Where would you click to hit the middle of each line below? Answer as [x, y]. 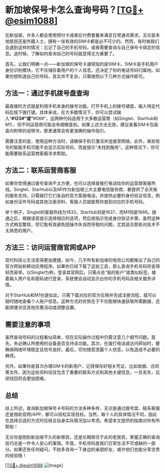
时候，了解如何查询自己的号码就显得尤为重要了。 [67, 53]
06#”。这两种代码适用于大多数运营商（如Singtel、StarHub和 [97, 118]
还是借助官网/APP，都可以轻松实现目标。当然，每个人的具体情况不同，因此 [81, 414]
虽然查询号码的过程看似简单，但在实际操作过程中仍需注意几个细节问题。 [78, 337]
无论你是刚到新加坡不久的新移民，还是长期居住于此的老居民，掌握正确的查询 [82, 437]
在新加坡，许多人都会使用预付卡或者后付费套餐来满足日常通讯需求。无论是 [80, 35]
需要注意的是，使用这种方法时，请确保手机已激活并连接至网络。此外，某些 [80, 141]
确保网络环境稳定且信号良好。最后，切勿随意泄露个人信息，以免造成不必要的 [82, 350]
